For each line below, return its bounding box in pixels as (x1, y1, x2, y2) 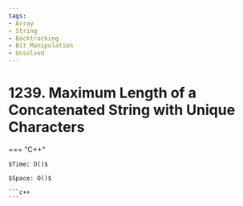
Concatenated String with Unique (8, 101, 236, 119)
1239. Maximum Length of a (8, 84, 196, 102)
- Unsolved (8, 49, 45, 57)
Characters (8, 118, 85, 137)
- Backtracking (8, 34, 59, 43)
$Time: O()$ (8, 160, 48, 168)
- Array (8, 19, 34, 27)
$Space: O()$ (8, 174, 52, 182)
